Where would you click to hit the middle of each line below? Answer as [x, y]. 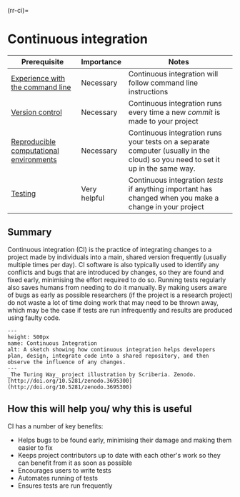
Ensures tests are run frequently [65, 486]
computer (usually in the [169, 151]
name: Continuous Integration [52, 343]
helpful [93, 198]
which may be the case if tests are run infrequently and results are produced [120, 310]
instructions [148, 91]
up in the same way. [162, 169]
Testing [24, 194]
